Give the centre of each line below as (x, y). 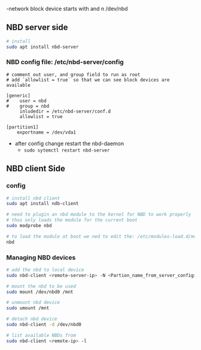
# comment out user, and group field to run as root (73, 74)
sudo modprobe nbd (29, 226)
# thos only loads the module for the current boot (72, 220)
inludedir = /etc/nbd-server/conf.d (65, 111)
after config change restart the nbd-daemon (69, 143)
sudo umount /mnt (28, 308)
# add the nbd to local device (45, 270)
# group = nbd (28, 106)
